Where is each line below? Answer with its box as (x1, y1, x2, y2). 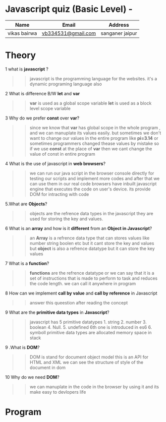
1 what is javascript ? (5, 66, 49, 72)
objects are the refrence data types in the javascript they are (29, 210, 154, 216)
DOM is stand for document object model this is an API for (29, 354, 149, 360)
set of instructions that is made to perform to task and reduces (29, 275, 158, 281)
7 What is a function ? (5, 260, 50, 266)
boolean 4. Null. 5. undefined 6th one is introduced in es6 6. (29, 324, 152, 330)
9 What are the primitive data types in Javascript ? (5, 309, 110, 315)
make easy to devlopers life (29, 389, 86, 395)
